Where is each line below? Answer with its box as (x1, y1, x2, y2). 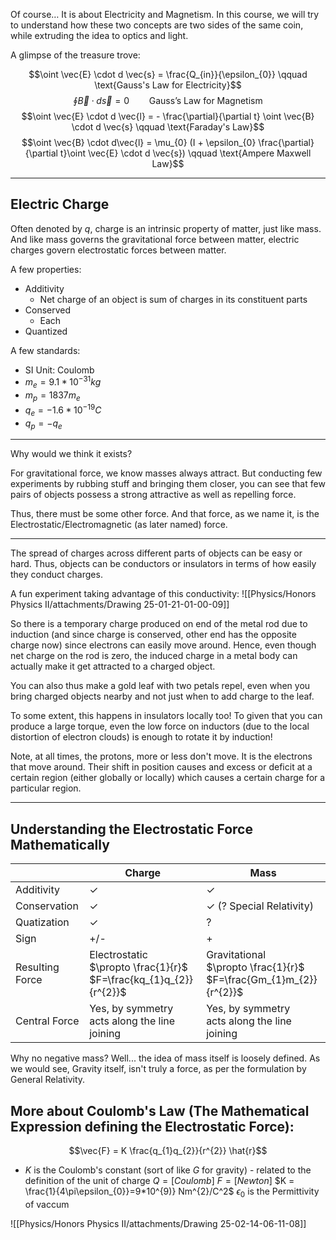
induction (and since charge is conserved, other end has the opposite (10, 629, 297, 641)
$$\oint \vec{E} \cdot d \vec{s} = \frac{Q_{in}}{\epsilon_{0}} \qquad (28, 69, 308, 80)
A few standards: (10, 344, 81, 356)
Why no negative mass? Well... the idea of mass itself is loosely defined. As (10, 1052, 321, 1064)
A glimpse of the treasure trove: (10, 49, 141, 61)
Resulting (15, 960, 60, 974)
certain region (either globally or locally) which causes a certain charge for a (10, 772, 326, 784)
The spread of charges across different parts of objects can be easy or (10, 547, 303, 559)
